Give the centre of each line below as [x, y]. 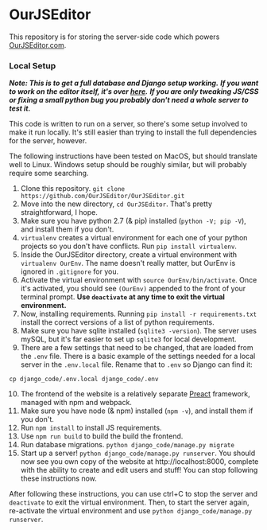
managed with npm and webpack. [76, 403]
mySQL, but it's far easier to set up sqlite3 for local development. [128, 339]
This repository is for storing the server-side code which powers [114, 37]
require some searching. [49, 173]
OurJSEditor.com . [38, 45]
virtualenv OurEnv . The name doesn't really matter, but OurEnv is [128, 263]
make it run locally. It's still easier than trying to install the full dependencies [133, 132]
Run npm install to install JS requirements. [91, 428]
